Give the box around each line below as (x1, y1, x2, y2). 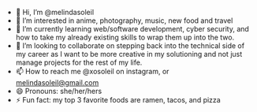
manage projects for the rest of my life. (15, 58, 143, 67)
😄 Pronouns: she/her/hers (15, 87, 102, 95)
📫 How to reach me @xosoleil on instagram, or (15, 67, 169, 76)
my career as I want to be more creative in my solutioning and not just (15, 50, 243, 58)
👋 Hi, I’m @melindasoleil (15, 8, 95, 17)
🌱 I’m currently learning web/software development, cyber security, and (15, 24, 250, 33)
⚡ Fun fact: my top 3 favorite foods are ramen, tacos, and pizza (15, 95, 221, 104)
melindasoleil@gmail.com (15, 78, 99, 87)
